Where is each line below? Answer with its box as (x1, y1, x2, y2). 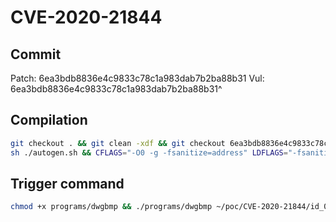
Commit (10, 46, 62, 63)
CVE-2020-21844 (10, 6, 163, 29)
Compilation (10, 112, 88, 129)
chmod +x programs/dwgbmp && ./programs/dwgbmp (10, 202, 213, 212)
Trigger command (10, 175, 125, 192)
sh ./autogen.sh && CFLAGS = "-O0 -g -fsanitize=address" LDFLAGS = (10, 147, 288, 158)
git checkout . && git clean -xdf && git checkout (10, 138, 226, 148)
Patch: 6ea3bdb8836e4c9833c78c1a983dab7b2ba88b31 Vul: (10, 72, 265, 84)
